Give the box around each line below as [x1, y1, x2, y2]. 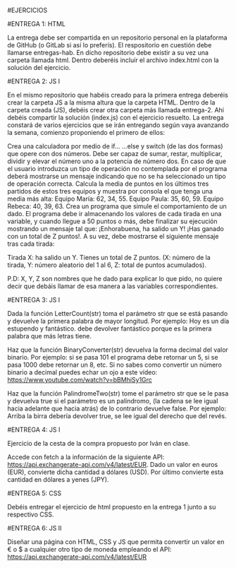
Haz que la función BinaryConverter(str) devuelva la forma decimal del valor [7, 345, 229, 354]
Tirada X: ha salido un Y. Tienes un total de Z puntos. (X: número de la [7, 254, 211, 261]
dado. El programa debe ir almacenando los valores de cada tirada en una [7, 210, 222, 218]
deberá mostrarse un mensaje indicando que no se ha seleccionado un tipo [7, 172, 227, 180]
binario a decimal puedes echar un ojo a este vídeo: [7, 368, 158, 377]
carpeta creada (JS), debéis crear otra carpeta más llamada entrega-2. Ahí [7, 106, 224, 114]
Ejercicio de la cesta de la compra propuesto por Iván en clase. [7, 439, 190, 447]
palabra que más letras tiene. [7, 332, 92, 340]
